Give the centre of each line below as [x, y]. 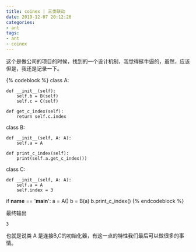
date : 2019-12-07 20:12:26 [39, 17]
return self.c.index [41, 116]
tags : [13, 33]
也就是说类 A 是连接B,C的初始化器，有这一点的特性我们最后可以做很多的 [93, 235]
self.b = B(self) [38, 96]
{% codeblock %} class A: [38, 80]
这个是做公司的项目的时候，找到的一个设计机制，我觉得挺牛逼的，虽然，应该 [98, 61]
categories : [20, 22]
